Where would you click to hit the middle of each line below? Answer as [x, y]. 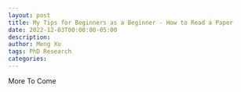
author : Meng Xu [35, 44]
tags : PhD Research [40, 51]
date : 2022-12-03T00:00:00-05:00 [63, 30]
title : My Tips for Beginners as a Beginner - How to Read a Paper [121, 23]
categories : [27, 59]
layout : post [29, 15]
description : [29, 37]
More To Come [32, 81]
